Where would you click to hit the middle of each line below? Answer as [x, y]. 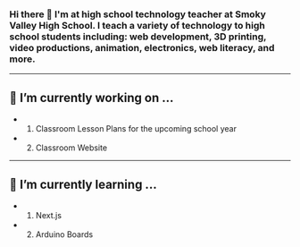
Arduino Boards [64, 234]
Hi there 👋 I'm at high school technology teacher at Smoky [137, 14]
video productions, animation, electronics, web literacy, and [142, 47]
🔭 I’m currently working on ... [92, 98]
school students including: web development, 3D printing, [138, 37]
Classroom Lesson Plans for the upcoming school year [136, 129]
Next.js [49, 215]
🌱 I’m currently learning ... [83, 184]
